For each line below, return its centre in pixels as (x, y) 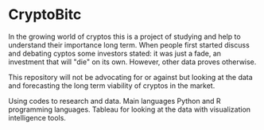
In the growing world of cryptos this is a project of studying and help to (124, 36)
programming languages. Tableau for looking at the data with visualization (130, 109)
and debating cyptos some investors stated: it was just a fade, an (115, 53)
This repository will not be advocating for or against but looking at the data (130, 77)
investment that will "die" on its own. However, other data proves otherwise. (132, 62)
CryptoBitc (45, 15)
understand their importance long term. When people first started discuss (129, 44)
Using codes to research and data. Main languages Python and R (115, 101)
